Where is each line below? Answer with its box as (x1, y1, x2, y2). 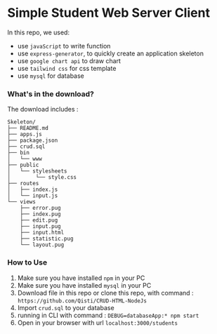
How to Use (7, 258, 48, 267)
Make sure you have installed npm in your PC (17, 274, 145, 282)
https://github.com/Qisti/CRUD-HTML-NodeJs (17, 297, 147, 305)
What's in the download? (7, 89, 95, 99)
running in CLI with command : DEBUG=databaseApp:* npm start (17, 311, 199, 319)
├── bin (7, 149, 30, 156)
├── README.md (7, 125, 49, 132)
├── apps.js (7, 131, 42, 138)
